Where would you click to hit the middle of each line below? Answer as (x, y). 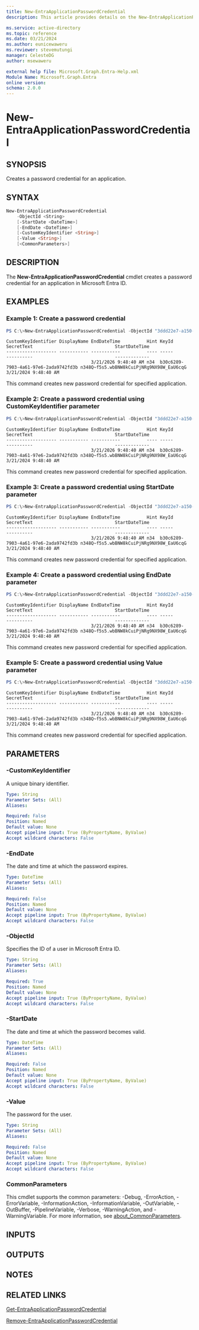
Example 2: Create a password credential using (76, 399)
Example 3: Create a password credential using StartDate (90, 487)
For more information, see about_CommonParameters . (115, 1216)
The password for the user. (39, 1114)
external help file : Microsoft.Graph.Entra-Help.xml (73, 72)
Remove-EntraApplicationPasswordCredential (62, 1321)
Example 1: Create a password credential (66, 319)
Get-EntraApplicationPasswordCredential (56, 1309)
